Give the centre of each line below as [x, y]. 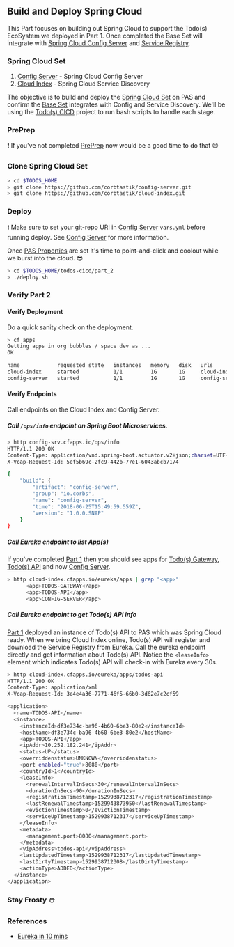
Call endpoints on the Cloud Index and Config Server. [84, 409]
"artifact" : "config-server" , [76, 487]
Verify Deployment [35, 311]
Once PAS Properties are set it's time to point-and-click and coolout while [113, 251]
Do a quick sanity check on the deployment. [70, 327]
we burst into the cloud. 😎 [45, 258]
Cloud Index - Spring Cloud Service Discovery [84, 84]
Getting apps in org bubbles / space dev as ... [79, 346]
